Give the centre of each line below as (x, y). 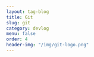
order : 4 (17, 39)
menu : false (21, 34)
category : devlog (28, 28)
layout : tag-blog (28, 12)
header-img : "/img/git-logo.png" (48, 45)
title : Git (20, 17)
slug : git (18, 23)
